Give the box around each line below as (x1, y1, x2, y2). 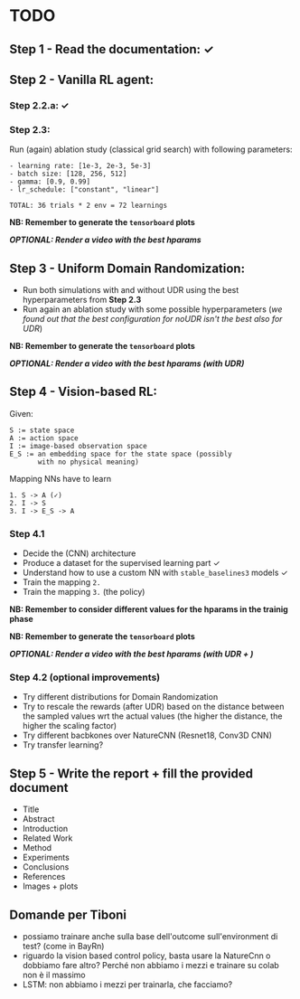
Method (22, 843, 52, 853)
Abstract (22, 814, 55, 825)
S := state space (9, 426, 75, 435)
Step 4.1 (9, 527, 45, 540)
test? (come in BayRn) (22, 941, 105, 952)
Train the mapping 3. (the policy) (22, 587, 145, 598)
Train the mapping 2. (22, 577, 101, 588)
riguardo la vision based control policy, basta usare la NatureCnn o (22, 950, 271, 961)
